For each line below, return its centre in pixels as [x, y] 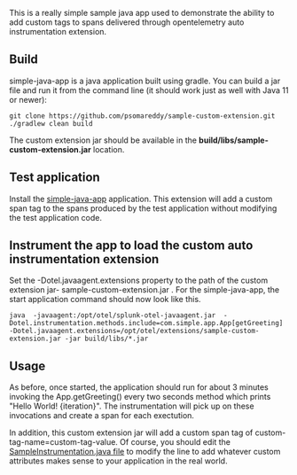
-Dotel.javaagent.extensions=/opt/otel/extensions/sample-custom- [134, 331]
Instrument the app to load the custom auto [131, 246]
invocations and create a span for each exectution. [102, 416]
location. [109, 149]
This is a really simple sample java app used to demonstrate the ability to [142, 13]
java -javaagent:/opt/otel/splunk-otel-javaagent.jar [113, 315]
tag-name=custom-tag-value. [63, 442]
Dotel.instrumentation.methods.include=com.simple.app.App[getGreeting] [146, 323]
